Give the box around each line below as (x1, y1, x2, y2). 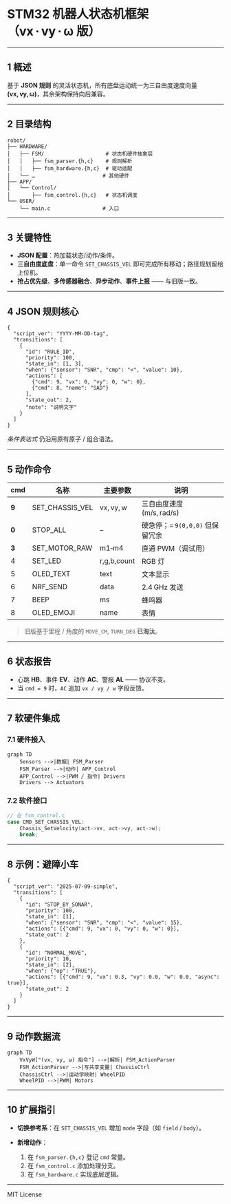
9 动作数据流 (7, 1031, 60, 1042)
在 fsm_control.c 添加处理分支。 (27, 1161, 120, 1170)
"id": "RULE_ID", (25, 348, 76, 355)
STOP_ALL (32, 525, 67, 534)
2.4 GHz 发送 (141, 582, 184, 592)
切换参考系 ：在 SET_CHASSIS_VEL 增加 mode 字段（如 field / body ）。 (16, 1123, 205, 1132)
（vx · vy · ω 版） (7, 23, 101, 39)
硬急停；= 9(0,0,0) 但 (141, 520, 212, 530)
